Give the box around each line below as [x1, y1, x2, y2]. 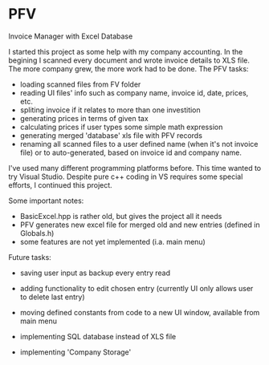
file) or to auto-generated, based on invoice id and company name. [19, 148, 243, 157]
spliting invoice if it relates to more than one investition [19, 105, 201, 115]
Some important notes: [8, 196, 84, 205]
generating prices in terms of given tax [19, 113, 149, 123]
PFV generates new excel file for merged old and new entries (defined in [19, 220, 260, 229]
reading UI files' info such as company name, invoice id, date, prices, [19, 87, 249, 97]
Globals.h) [19, 228, 55, 237]
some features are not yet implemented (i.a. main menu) [19, 237, 206, 246]
